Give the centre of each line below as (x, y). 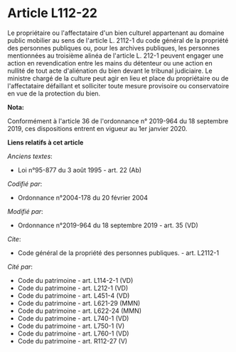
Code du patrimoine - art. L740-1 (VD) (73, 318)
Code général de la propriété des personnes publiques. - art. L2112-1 (118, 253)
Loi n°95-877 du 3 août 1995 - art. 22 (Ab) (80, 170)
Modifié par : (26, 211)
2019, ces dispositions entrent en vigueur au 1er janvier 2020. (97, 128)
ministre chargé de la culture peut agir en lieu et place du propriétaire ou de (118, 78)
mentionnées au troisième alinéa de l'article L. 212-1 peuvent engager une (116, 56)
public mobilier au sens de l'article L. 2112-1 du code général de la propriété (118, 40)
